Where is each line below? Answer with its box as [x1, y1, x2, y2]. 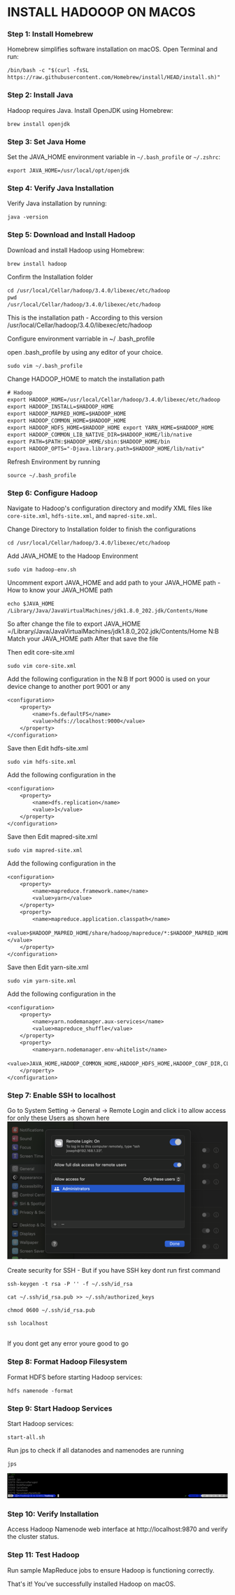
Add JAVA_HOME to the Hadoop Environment [7, 552, 138, 560]
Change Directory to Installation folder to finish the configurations [7, 525, 197, 533]
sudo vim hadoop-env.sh [7, 566, 77, 573]
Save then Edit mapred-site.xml [7, 832, 98, 841]
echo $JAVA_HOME [7, 600, 55, 607]
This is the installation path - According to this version [7, 313, 163, 322]
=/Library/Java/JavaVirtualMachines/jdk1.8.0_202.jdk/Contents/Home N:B [7, 627, 219, 635]
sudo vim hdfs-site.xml [7, 758, 77, 765]
